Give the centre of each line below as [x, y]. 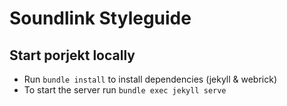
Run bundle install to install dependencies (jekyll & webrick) [150, 79]
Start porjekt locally [72, 55]
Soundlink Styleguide [100, 18]
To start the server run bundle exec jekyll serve [125, 90]
